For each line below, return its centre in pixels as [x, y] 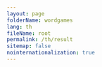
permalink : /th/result [40, 40]
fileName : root [29, 33]
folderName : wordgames [40, 20]
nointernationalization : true [51, 53]
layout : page [26, 14]
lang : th [19, 27]
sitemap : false [29, 46]
